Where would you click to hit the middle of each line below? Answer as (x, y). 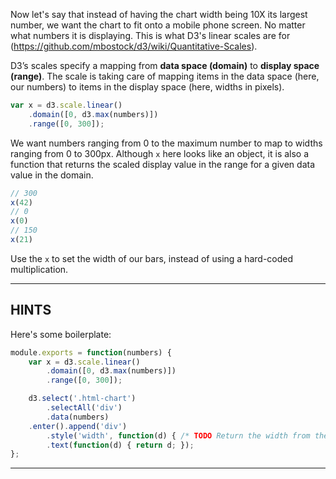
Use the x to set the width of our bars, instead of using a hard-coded (152, 258)
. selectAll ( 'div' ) (84, 408)
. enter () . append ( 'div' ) (78, 426)
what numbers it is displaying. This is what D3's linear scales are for (150, 35)
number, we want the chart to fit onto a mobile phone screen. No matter (158, 25)
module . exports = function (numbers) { (91, 352)
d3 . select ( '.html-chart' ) (82, 399)
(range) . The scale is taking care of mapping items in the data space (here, (165, 76)
